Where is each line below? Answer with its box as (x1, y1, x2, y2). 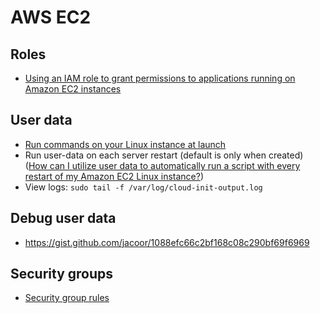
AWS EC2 (10, 6, 92, 29)
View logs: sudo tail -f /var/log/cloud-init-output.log (24, 181, 263, 193)
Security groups (10, 266, 114, 283)
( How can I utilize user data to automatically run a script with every (24, 159, 301, 171)
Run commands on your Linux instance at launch (24, 138, 227, 150)
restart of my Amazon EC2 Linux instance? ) (24, 170, 205, 182)
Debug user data (10, 210, 117, 227)
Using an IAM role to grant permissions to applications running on (24, 72, 296, 84)
